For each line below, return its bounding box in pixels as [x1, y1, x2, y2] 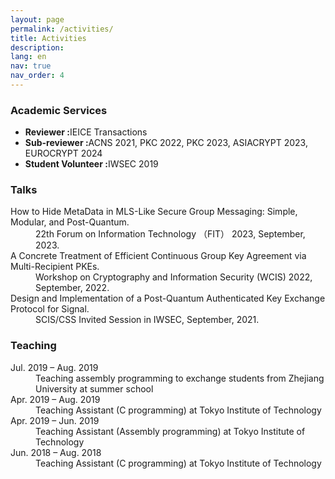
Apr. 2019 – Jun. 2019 [10, 414, 100, 426]
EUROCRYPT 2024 [24, 147, 103, 160]
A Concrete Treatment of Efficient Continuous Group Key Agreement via [10, 250, 307, 262]
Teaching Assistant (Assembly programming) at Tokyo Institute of [35, 425, 306, 437]
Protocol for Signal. [10, 303, 90, 315]
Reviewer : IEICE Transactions [24, 126, 148, 138]
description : [10, 42, 65, 53]
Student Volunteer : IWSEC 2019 [24, 158, 159, 170]
